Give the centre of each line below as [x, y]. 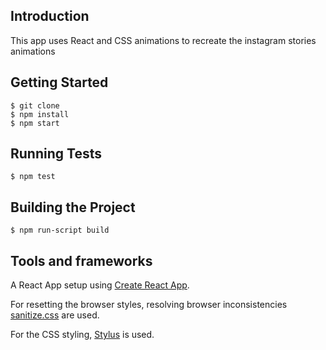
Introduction [50, 16]
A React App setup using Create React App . [100, 285]
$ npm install [40, 114]
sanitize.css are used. [55, 315]
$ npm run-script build [60, 230]
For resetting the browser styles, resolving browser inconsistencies [149, 305]
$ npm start [35, 123]
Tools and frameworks [81, 260]
